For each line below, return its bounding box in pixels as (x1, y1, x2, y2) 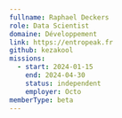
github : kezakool (9, 46, 74, 55)
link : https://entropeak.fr (9, 37, 114, 47)
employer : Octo (25, 87, 82, 96)
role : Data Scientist (9, 21, 90, 30)
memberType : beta (9, 95, 74, 105)
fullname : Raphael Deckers (9, 12, 110, 22)
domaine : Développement (9, 29, 98, 38)
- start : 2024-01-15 (17, 63, 94, 72)
